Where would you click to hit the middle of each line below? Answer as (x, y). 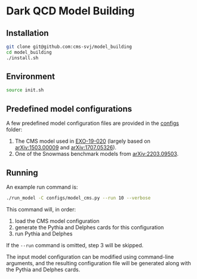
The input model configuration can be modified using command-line (90, 257)
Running (22, 172)
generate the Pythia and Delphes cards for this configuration (89, 227)
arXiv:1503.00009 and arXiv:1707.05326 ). (66, 148)
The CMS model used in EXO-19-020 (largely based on (82, 141)
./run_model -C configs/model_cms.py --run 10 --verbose (79, 198)
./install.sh (22, 58)
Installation (27, 33)
